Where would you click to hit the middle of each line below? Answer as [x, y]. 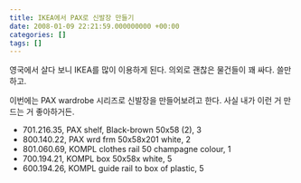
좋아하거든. [55, 112]
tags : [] [26, 43]
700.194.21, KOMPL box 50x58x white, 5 [97, 159]
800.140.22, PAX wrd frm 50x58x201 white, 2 [107, 140]
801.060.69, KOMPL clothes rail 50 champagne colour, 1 [127, 149]
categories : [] [38, 34]
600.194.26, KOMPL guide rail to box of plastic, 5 [113, 169]
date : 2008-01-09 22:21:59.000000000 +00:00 [94, 26]
